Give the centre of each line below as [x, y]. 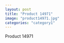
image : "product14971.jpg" [32, 18]
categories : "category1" [30, 23]
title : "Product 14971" [29, 14]
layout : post [18, 9]
